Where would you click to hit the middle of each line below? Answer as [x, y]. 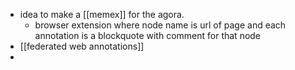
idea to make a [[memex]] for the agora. [102, 14]
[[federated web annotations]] [82, 46]
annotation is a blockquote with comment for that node [148, 35]
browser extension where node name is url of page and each [160, 25]
